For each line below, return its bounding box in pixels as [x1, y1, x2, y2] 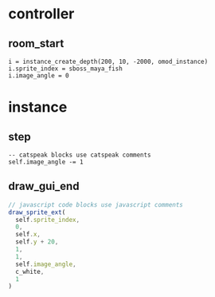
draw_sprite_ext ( [8, 208, 66, 216]
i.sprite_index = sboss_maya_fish [8, 65, 123, 73]
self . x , [15, 231, 41, 239]
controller [8, 5, 75, 23]
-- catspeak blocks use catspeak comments [8, 151, 151, 159]
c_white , [15, 267, 45, 275]
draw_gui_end [8, 180, 80, 193]
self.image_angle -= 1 [8, 158, 84, 166]
